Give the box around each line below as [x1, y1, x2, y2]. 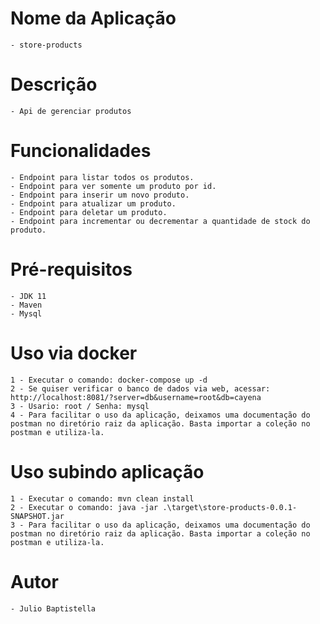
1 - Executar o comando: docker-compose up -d [10, 375, 208, 385]
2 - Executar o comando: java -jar [10, 502, 159, 512]
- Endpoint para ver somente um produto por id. [10, 181, 217, 191]
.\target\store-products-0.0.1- [162, 502, 298, 512]
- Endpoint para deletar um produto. [10, 207, 168, 217]
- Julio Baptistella [10, 603, 97, 614]
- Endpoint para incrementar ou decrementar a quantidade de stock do [10, 216, 311, 226]
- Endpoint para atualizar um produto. [10, 198, 177, 209]
